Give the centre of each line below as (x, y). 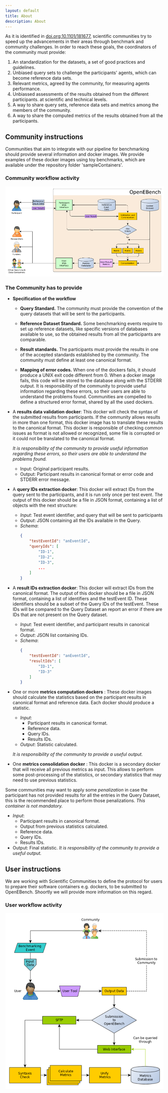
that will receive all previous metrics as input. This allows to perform (83, 769)
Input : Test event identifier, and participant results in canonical (85, 625)
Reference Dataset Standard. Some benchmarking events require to (91, 324)
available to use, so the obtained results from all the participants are (90, 334)
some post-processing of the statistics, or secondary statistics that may (87, 775)
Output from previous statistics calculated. (64, 826)
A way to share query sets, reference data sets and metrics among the (86, 105)
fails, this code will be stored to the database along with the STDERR (91, 381)
